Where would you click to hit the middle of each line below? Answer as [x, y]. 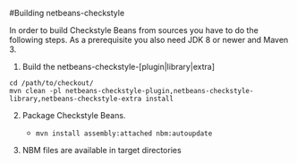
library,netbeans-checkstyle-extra [76, 99]
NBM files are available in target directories [102, 150]
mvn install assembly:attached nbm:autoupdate [124, 134]
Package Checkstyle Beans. [74, 115]
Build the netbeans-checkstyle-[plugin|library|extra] [119, 67]
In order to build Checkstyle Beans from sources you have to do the [134, 30]
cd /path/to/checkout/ [51, 83]
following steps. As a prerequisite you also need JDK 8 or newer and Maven [149, 40]
